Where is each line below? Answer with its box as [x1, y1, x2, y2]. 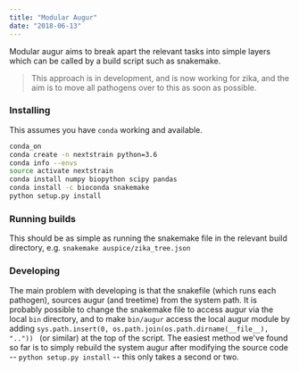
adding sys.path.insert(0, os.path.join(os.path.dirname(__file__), [9, 323, 270, 334]
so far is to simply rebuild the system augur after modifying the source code [9, 342, 288, 352]
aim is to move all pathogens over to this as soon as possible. [30, 82, 257, 93]
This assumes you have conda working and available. [9, 124, 203, 135]
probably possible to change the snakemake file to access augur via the [9, 304, 274, 315]
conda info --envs [9, 158, 78, 168]
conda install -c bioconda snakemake [9, 184, 150, 193]
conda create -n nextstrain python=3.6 [9, 150, 158, 159]
